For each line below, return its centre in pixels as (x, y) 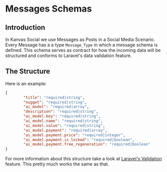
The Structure (28, 71)
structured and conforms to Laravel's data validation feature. (69, 55)
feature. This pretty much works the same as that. (57, 164)
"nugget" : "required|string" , (55, 102)
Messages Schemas (49, 9)
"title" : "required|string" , (54, 97)
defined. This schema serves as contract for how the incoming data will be (83, 50)
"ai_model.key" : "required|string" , (62, 117)
